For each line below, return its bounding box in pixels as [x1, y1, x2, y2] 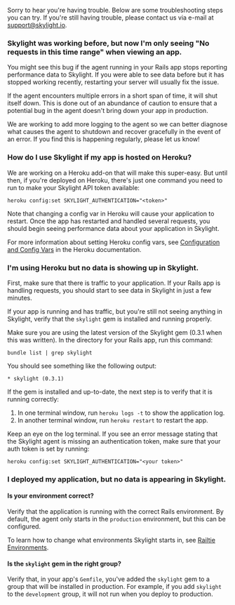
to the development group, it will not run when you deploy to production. [7, 590, 213, 599]
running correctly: [7, 394, 60, 403]
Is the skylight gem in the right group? [7, 559, 121, 568]
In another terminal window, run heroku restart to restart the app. [17, 415, 208, 424]
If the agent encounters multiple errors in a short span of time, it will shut [7, 91, 218, 100]
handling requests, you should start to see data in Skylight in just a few [7, 286, 212, 294]
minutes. [7, 293, 33, 302]
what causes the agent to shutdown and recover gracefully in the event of [7, 128, 221, 136]
